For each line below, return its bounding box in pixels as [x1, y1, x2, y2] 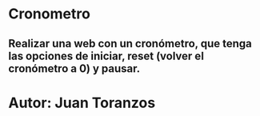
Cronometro [8, 5, 90, 23]
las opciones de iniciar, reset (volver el [8, 49, 204, 62]
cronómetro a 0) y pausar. [8, 62, 141, 75]
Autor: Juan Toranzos [8, 94, 156, 112]
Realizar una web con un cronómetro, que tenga [8, 37, 252, 50]
